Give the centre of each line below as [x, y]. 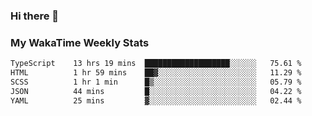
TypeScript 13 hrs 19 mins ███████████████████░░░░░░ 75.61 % [156, 64]
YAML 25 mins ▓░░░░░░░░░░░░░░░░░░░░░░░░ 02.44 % [156, 100]
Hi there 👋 [35, 16]
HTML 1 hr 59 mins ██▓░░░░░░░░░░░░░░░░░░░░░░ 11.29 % [156, 73]
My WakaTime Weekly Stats [80, 42]
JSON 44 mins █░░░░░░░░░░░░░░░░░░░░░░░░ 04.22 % [156, 91]
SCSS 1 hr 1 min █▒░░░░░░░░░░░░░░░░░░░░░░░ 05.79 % [156, 82]
